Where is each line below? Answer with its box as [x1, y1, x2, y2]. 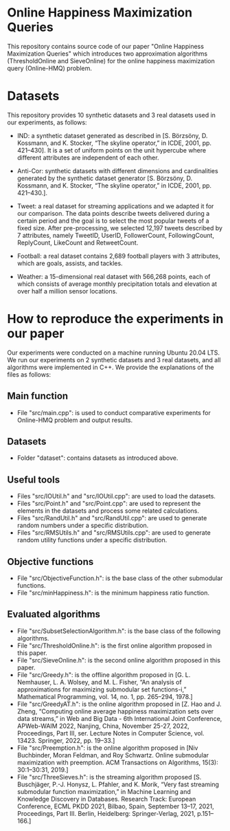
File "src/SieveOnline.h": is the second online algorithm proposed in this [16, 656, 221, 664]
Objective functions [7, 555, 94, 568]
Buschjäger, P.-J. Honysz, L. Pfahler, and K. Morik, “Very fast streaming [16, 780, 220, 788]
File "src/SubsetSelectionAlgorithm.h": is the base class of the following [16, 627, 221, 635]
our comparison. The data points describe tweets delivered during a [16, 209, 210, 217]
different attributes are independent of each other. [16, 153, 159, 162]
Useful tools [7, 474, 60, 485]
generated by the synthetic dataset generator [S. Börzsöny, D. [16, 174, 193, 182]
